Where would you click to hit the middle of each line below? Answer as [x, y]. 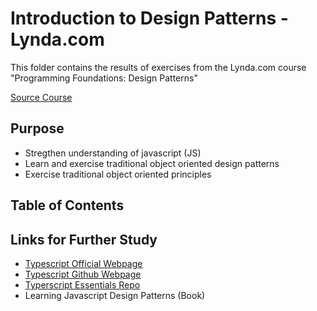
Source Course [41, 97]
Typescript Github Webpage [83, 274]
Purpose [37, 128]
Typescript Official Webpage [83, 263]
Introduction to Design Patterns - [149, 18]
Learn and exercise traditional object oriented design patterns [152, 163]
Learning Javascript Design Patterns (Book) [115, 295]
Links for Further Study [84, 239]
